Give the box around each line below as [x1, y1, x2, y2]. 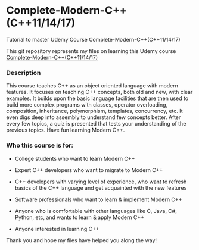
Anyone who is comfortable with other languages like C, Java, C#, [14, 207, 177, 214]
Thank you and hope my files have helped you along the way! [6, 236, 157, 244]
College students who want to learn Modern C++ [14, 155, 135, 162]
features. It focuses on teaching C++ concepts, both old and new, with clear [6, 89, 193, 96]
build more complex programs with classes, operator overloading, [6, 101, 168, 108]
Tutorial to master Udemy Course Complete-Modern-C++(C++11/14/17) [6, 36, 181, 43]
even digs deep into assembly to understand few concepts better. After [6, 114, 181, 121]
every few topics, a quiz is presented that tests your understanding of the [6, 120, 186, 127]
